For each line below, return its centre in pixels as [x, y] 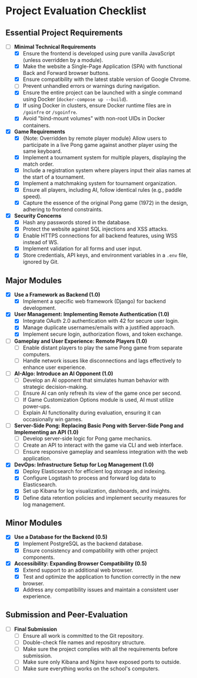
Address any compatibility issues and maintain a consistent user [101, 589]
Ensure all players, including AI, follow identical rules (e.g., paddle [102, 189]
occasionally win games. [53, 419]
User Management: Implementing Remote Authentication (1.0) [92, 315]
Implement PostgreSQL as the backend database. [83, 543]
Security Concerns [38, 215]
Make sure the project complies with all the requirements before [100, 649]
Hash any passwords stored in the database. [77, 222]
